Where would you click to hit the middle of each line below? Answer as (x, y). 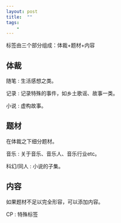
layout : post (22, 11)
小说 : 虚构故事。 (26, 106)
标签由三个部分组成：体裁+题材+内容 (51, 45)
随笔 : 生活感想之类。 (31, 81)
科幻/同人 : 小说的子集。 (35, 166)
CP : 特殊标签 (22, 214)
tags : (13, 22)
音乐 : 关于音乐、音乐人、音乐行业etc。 (53, 154)
